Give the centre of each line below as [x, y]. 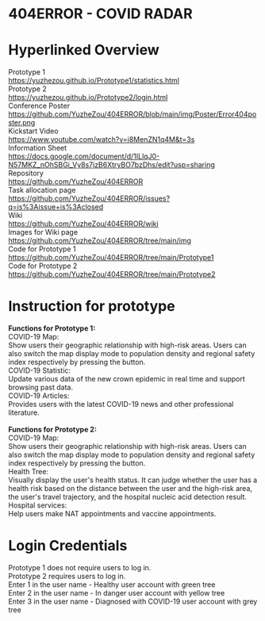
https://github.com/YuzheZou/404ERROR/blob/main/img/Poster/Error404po [132, 114]
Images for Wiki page [43, 232]
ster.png [22, 123]
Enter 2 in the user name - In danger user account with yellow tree [117, 593]
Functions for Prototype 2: [53, 430]
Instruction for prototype [92, 307]
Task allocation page [42, 190]
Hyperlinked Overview [84, 50]
